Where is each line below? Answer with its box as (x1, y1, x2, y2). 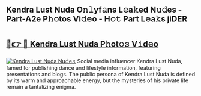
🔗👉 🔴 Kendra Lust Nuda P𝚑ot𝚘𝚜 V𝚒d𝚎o (6, 39, 159, 49)
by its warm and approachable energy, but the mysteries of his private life (6, 77, 189, 84)
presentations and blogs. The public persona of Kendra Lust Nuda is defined (6, 71, 196, 78)
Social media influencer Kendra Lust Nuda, (77, 58, 183, 64)
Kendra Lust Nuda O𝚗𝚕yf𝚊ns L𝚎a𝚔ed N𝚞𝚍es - (6, 5, 182, 15)
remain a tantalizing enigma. (6, 83, 76, 90)
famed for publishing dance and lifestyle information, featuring (6, 64, 161, 71)
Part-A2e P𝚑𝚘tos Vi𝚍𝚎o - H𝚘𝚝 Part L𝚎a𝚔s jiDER (6, 14, 188, 24)
